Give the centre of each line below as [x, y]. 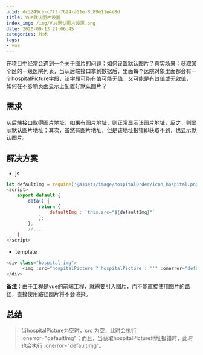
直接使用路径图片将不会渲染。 [54, 294]
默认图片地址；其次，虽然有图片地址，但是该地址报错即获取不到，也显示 [101, 130]
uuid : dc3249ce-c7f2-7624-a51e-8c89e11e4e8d [63, 12]
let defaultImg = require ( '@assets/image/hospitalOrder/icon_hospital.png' [104, 184]
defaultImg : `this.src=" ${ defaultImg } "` [102, 212]
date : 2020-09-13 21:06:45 [40, 29]
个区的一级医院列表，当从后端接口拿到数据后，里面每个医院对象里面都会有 [99, 71]
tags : [13, 40]
